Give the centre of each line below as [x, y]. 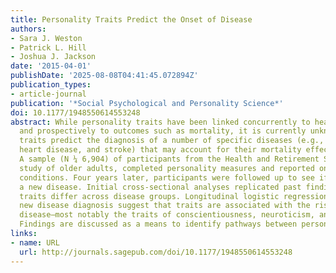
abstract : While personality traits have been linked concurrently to [160, 122]
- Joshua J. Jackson [53, 57]
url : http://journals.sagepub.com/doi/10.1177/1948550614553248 [156, 252]
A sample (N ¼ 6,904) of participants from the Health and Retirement [169, 159]
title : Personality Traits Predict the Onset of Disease [131, 19]
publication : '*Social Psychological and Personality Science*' [147, 103]
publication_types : [51, 85]
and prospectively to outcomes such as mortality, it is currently [163, 131]
